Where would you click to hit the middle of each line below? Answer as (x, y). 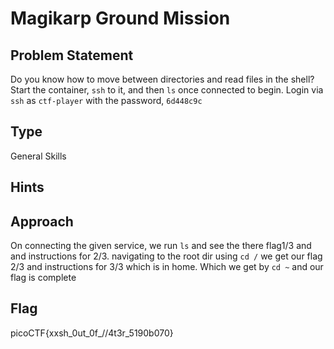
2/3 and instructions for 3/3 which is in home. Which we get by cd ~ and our (167, 267)
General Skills (38, 156)
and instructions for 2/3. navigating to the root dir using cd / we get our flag (166, 256)
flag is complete (43, 278)
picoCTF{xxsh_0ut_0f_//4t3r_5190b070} (92, 333)
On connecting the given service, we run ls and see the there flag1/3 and (161, 246)
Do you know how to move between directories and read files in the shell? (162, 79)
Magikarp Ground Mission (120, 18)
